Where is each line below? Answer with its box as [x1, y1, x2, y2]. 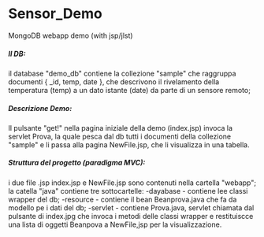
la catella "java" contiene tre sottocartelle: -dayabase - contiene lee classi [8, 186, 248, 195]
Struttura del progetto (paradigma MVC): [8, 158, 146, 168]
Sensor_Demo [8, 5, 102, 23]
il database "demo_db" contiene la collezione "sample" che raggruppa [8, 69, 236, 78]
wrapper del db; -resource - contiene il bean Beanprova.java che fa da [8, 194, 237, 204]
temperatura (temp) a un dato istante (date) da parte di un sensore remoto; [8, 85, 251, 94]
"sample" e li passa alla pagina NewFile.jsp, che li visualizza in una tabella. [8, 139, 250, 150]
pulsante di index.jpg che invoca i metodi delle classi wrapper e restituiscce [8, 211, 254, 220]
